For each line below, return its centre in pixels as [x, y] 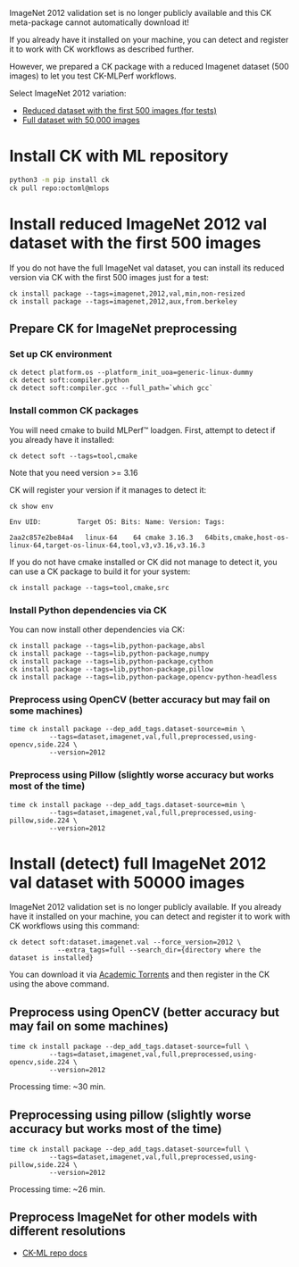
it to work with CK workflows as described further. [102, 49]
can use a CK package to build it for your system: [100, 571]
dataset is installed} [51, 958]
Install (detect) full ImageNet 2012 [138, 863]
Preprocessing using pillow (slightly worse [130, 1115]
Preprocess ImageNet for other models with [133, 1217]
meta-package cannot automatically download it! [100, 22]
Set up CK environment [61, 354]
